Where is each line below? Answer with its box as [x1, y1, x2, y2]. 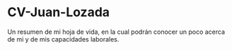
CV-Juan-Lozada [7, 4, 110, 20]
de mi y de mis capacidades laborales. [7, 35, 120, 43]
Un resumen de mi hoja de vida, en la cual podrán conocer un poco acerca [7, 27, 225, 36]
